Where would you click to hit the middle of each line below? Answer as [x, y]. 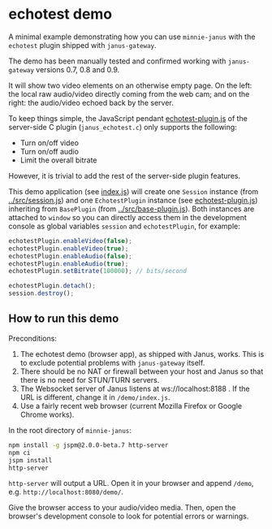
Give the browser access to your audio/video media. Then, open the [122, 508]
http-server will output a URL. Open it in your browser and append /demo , [131, 483]
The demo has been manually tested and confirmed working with [117, 61]
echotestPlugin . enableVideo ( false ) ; [70, 241]
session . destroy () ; [41, 293]
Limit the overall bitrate [58, 160]
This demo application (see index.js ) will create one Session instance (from [134, 191]
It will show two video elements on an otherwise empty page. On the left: [130, 85]
